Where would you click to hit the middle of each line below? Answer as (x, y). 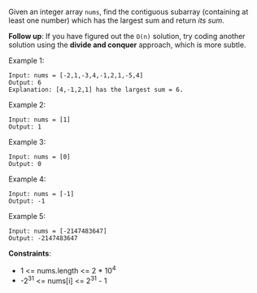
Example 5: (27, 216)
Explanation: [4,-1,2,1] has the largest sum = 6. (96, 90)
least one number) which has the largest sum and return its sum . (117, 20)
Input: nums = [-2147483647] (58, 231)
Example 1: (26, 61)
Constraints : (30, 253)
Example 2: (27, 105)
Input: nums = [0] (39, 157)
